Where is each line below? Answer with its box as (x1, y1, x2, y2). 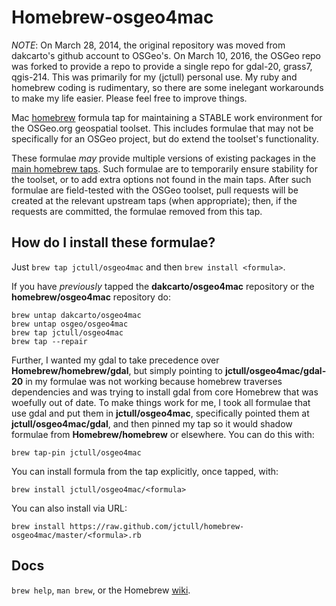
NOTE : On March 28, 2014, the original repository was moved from (11, 39, 286, 51)
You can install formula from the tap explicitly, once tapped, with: (11, 465, 279, 477)
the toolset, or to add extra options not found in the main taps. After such (11, 173, 312, 185)
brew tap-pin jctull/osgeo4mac (11, 447, 142, 458)
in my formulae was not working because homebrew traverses (25, 375, 283, 387)
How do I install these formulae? (11, 234, 216, 251)
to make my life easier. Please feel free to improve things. (11, 92, 248, 104)
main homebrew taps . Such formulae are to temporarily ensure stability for (11, 162, 318, 175)
